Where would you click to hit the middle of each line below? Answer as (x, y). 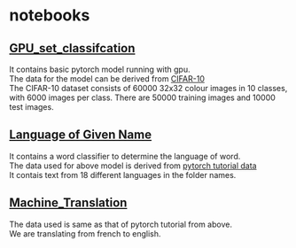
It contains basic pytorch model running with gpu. (100, 69)
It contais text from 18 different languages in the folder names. (123, 174)
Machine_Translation (68, 203)
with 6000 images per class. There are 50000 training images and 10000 (143, 97)
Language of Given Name (81, 135)
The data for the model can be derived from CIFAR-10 (107, 79)
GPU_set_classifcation (72, 48)
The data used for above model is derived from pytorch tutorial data (133, 166)
